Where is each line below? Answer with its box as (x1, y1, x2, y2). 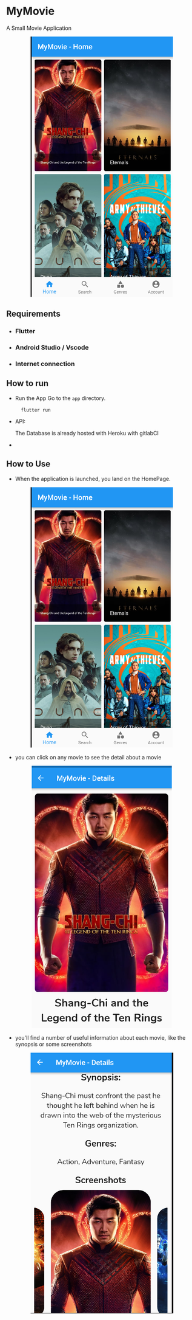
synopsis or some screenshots (15, 1040, 92, 1048)
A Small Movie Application (6, 24, 71, 32)
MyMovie (6, 4, 55, 18)
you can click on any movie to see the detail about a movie (15, 753, 162, 761)
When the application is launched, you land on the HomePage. (15, 475, 171, 482)
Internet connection (15, 360, 75, 368)
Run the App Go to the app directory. (15, 394, 106, 402)
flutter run (21, 407, 51, 413)
